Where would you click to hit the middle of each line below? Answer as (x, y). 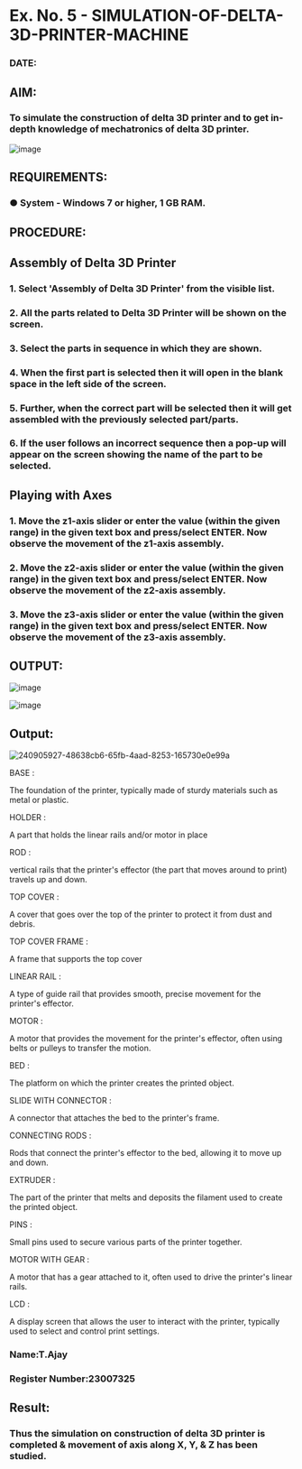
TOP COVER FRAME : (49, 942)
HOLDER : (28, 818)
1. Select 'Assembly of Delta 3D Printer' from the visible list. (142, 288)
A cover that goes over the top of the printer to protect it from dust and (141, 915)
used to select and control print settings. (84, 1331)
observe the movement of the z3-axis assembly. (118, 637)
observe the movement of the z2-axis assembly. (118, 590)
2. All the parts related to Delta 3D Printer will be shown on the (148, 312)
